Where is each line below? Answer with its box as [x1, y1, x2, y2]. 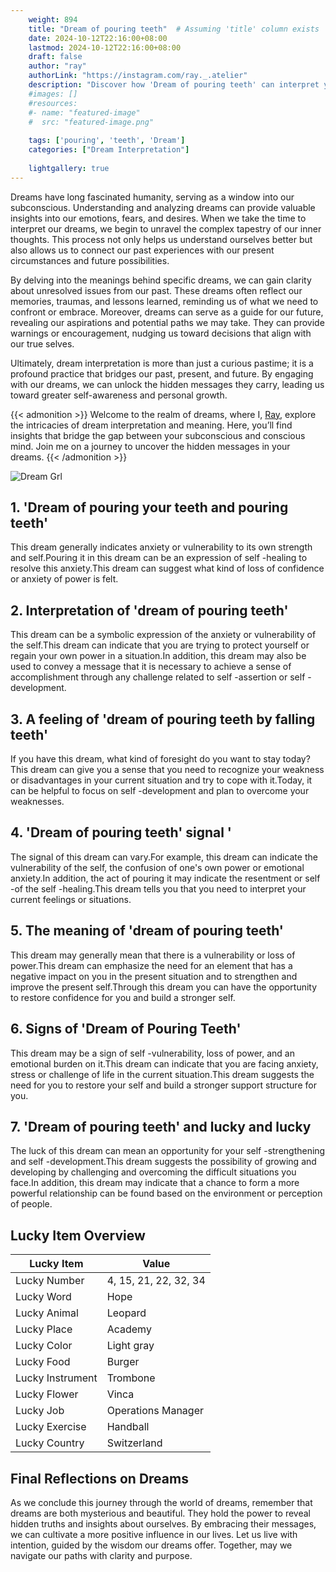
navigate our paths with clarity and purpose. [10, 1549, 193, 1561]
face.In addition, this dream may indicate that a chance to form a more [10, 1177, 300, 1189]
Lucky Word [15, 1290, 72, 1304]
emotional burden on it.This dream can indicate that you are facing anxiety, [10, 1057, 319, 1070]
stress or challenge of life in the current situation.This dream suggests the [10, 1068, 315, 1080]
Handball [106, 1420, 150, 1434]
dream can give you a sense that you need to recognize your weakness [30, 764, 325, 776]
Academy [106, 1322, 152, 1336]
